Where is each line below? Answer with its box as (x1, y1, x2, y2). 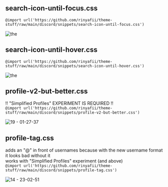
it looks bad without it (5, 153, 51, 159)
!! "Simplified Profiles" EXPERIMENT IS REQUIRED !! (5, 100, 114, 106)
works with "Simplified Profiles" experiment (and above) (5, 158, 123, 164)
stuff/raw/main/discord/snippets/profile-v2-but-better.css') (5, 110, 140, 116)
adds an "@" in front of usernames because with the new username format (5, 147, 163, 154)
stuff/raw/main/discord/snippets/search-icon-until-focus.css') (5, 22, 145, 27)
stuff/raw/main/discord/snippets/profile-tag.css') (5, 168, 117, 173)
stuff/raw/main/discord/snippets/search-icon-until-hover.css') (5, 63, 145, 68)
